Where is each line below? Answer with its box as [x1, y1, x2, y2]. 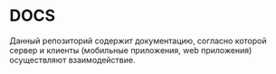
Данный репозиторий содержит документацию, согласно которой [9, 35, 267, 46]
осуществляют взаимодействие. [9, 54, 136, 65]
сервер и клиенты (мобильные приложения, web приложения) [9, 44, 252, 55]
